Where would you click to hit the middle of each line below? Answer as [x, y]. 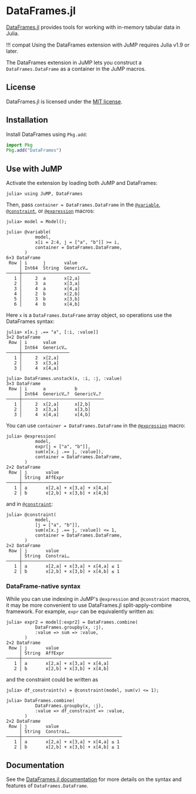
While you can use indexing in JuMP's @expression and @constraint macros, [99, 599]
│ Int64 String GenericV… [54, 268]
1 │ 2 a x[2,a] [47, 279]
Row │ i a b [43, 389]
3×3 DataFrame [24, 384]
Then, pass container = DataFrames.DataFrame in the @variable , [83, 205]
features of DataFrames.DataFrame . [47, 786]
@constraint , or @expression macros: [50, 211]
